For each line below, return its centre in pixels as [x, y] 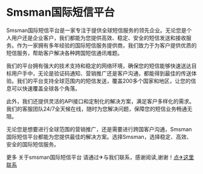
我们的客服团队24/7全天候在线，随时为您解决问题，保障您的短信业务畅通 [97, 109]
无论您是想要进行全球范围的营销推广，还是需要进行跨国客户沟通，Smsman [99, 129]
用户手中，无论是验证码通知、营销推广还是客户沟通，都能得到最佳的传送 [101, 73]
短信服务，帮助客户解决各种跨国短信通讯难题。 [64, 53]
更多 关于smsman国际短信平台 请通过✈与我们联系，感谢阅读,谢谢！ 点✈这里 [100, 157]
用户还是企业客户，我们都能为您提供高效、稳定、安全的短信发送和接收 [98, 37]
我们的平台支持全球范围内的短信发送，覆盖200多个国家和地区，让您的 [104, 81]
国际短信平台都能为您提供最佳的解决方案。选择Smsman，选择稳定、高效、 [99, 137]
